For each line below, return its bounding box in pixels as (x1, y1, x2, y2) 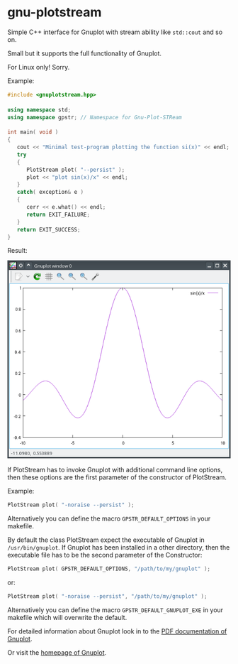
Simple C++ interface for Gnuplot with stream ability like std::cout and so (7, 28, 223, 36)
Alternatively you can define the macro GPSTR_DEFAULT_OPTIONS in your (7, 514, 211, 523)
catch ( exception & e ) (16, 189, 84, 196)
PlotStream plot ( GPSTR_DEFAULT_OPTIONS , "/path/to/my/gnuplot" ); (7, 565, 211, 572)
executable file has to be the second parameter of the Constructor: (7, 551, 203, 560)
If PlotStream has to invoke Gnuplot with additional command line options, (7, 466, 223, 474)
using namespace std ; (7, 106, 72, 114)
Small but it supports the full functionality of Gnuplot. (7, 49, 161, 58)
